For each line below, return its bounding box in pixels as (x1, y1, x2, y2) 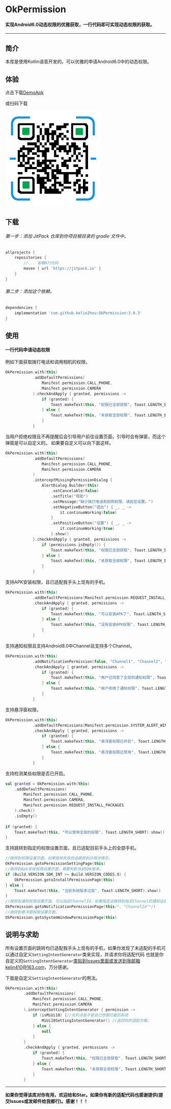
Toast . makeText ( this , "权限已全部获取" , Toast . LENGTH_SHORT (41, 1055, 166, 1060)
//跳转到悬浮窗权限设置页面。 (5, 910, 60, 915)
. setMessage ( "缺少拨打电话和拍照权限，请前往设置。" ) (50, 499, 154, 504)
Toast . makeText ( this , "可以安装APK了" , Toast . (50, 611, 148, 616)
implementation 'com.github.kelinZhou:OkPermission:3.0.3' (14, 310, 142, 316)
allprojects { (5, 250, 36, 255)
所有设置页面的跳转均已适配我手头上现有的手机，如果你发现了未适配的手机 (5, 945, 161, 951)
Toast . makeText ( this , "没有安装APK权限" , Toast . (50, 622, 152, 628)
